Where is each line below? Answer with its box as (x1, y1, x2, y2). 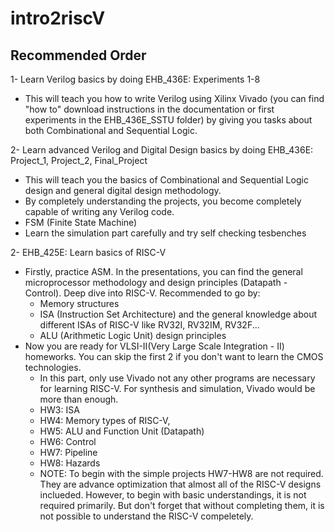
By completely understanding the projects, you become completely (24, 195, 302, 207)
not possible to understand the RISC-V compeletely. (39, 510, 254, 522)
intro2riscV (10, 7, 106, 30)
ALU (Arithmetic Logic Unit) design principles (39, 330, 227, 341)
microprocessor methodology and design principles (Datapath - (24, 277, 288, 288)
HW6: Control (39, 436, 97, 447)
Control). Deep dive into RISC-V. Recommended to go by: (24, 287, 261, 299)
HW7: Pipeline (39, 447, 98, 458)
